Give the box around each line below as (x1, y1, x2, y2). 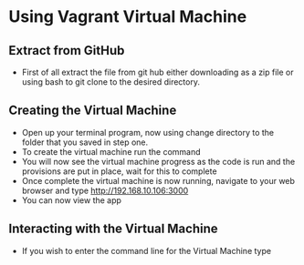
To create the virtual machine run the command (21, 146, 202, 157)
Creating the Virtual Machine (8, 103, 177, 118)
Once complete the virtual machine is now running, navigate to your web (21, 175, 296, 186)
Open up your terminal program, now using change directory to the (21, 127, 275, 138)
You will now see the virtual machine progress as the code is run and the (21, 156, 296, 167)
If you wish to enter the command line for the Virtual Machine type (21, 245, 271, 256)
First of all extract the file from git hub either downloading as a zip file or (21, 66, 294, 77)
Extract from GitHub (8, 43, 125, 58)
